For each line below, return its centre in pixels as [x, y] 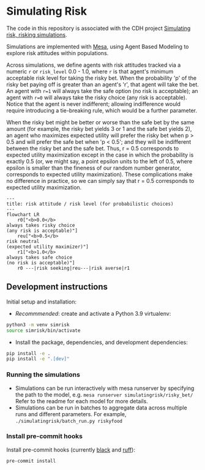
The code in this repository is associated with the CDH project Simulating [99, 28]
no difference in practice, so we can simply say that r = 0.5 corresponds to [100, 181]
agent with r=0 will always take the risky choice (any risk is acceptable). [97, 97]
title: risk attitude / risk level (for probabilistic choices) [90, 204]
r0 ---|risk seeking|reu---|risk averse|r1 [74, 268]
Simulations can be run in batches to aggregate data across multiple [101, 408]
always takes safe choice [39, 257]
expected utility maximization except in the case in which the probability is [100, 155]
